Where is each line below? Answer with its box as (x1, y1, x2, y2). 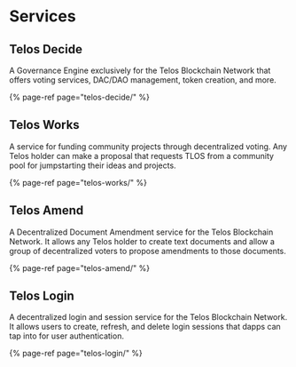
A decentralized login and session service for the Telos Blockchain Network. (9, 312, 288, 323)
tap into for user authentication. (9, 331, 124, 341)
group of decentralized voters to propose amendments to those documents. (9, 245, 286, 256)
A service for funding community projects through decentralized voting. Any (9, 140, 288, 152)
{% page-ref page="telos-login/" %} (9, 348, 144, 359)
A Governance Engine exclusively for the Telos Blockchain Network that (9, 65, 271, 76)
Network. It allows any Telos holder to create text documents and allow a (9, 235, 275, 246)
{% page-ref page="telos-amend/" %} (9, 262, 151, 273)
